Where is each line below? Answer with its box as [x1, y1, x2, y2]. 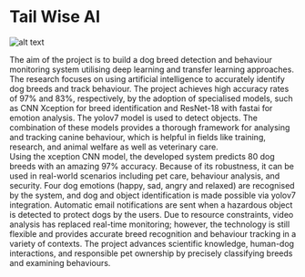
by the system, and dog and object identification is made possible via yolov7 [9, 190, 296, 200]
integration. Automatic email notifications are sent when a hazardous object [9, 199, 293, 210]
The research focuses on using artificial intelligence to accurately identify [9, 73, 285, 84]
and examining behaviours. [9, 257, 111, 268]
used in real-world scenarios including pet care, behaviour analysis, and [9, 170, 280, 181]
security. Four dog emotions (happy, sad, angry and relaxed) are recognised [9, 180, 295, 190]
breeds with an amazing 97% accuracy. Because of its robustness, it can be [9, 160, 294, 171]
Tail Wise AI [9, 6, 101, 27]
